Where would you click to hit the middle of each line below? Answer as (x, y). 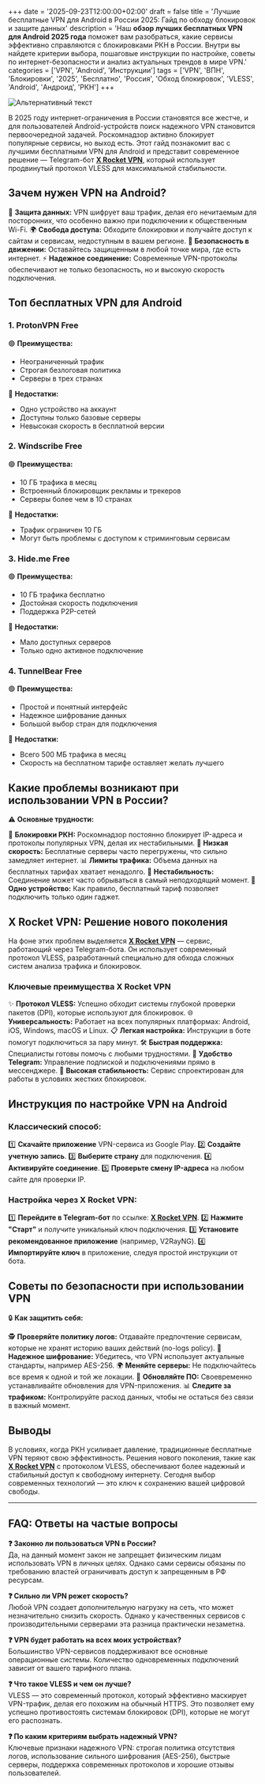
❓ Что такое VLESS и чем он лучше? (70, 1683)
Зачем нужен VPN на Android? (88, 193)
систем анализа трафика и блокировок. (75, 966)
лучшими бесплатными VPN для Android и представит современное (124, 151)
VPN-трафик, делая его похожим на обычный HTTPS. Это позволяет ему (131, 1703)
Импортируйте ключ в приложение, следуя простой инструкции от (123, 1253)
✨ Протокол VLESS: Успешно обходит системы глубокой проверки (122, 1004)
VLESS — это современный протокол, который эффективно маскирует (128, 1695)
